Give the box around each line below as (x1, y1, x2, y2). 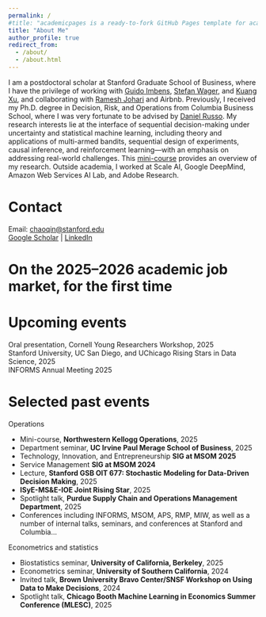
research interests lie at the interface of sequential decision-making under (8, 120, 250, 129)
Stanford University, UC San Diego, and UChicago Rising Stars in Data (8, 348, 237, 358)
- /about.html (15, 56, 62, 64)
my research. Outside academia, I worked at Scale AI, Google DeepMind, (8, 162, 246, 171)
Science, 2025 (8, 356, 56, 366)
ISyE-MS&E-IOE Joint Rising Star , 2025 (19, 485, 151, 494)
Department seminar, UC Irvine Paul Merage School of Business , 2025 (19, 443, 253, 452)
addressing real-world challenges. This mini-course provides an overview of (8, 153, 257, 163)
